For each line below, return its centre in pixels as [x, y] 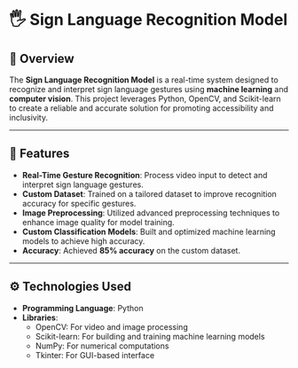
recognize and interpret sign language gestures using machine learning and [149, 89]
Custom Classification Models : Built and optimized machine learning [149, 231]
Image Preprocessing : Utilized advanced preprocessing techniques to [151, 213]
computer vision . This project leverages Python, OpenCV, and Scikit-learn [145, 98]
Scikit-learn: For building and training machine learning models [150, 336]
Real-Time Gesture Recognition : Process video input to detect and [145, 175]
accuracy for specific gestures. [79, 203]
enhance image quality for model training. [98, 222]
